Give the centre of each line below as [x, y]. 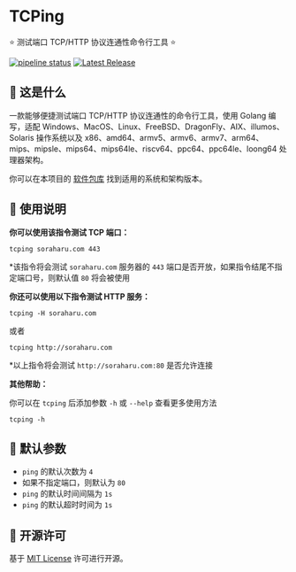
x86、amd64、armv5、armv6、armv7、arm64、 [174, 137]
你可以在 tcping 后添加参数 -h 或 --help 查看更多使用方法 [113, 402]
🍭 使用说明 [38, 209]
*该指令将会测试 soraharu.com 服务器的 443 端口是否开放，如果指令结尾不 [142, 267]
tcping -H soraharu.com [53, 313]
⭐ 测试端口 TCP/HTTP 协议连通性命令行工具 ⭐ [93, 42]
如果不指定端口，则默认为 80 [74, 483]
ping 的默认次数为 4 [57, 472]
